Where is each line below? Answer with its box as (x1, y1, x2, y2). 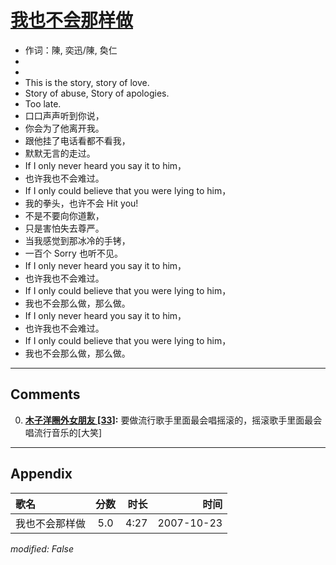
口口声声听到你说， (24, 109, 105, 121)
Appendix (10, 466, 73, 483)
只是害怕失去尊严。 (24, 222, 105, 234)
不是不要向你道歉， (24, 209, 105, 221)
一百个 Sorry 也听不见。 (24, 247, 123, 259)
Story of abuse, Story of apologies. (24, 87, 170, 99)
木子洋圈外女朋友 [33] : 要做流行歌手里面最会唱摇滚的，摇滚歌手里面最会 (24, 414, 323, 426)
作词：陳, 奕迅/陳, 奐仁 (24, 44, 118, 56)
